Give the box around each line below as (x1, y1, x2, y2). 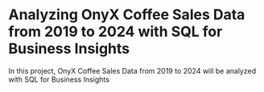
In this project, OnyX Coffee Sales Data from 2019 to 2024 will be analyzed (8, 66, 256, 75)
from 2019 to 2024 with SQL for (8, 22, 223, 41)
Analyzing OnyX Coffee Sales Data (8, 6, 245, 24)
